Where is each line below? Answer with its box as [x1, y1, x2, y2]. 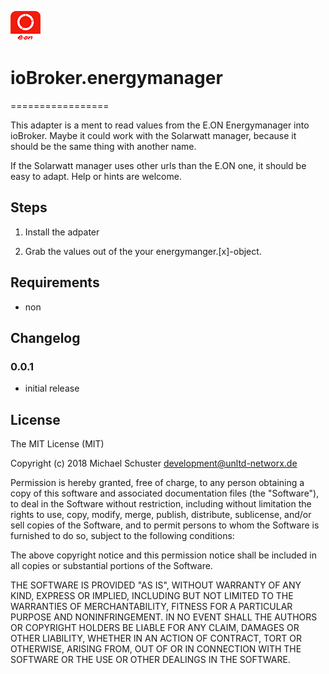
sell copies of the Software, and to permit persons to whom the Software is [10, 519, 320, 531]
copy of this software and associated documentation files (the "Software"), [10, 487, 320, 500]
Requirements [10, 274, 100, 291]
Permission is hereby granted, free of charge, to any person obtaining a [10, 477, 305, 489]
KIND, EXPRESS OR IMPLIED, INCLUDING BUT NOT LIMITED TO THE [10, 590, 294, 602]
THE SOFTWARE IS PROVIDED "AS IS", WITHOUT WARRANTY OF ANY [10, 579, 302, 591]
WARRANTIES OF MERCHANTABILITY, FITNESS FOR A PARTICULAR [10, 601, 293, 613]
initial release [24, 382, 80, 395]
